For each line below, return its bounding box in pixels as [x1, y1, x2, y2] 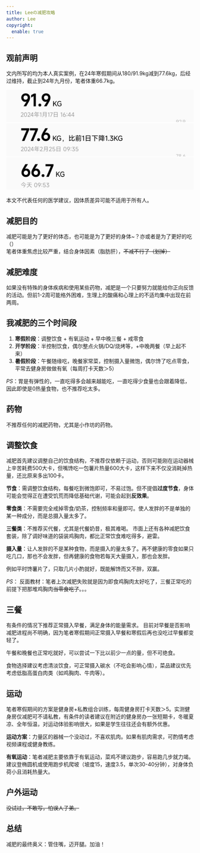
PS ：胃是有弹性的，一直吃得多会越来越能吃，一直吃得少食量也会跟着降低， [6, 377, 190, 384]
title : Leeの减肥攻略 [6, 10, 55, 16]
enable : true [11, 29, 44, 35]
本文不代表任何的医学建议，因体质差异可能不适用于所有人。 [6, 197, 152, 204]
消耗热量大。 [21, 768, 54, 775]
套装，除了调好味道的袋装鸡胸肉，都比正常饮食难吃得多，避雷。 [6, 532, 162, 540]
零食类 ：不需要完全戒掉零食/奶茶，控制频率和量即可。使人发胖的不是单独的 [6, 505, 191, 512]
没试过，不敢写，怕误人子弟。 [6, 804, 79, 811]
